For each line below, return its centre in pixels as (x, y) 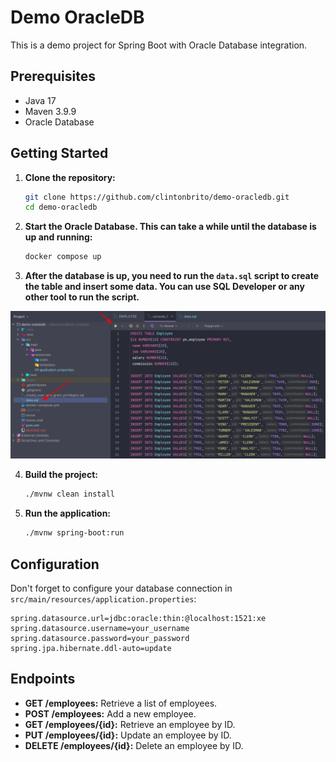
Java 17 (40, 100)
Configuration (55, 564)
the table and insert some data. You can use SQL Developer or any (164, 287)
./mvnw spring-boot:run (74, 533)
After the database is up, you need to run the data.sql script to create (172, 276)
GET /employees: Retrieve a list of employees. (121, 703)
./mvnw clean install (69, 494)
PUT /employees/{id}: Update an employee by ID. (128, 735)
